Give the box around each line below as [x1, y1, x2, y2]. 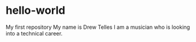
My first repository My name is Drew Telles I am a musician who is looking [5, 23, 191, 31]
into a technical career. [5, 29, 63, 37]
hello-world [5, 4, 66, 17]
